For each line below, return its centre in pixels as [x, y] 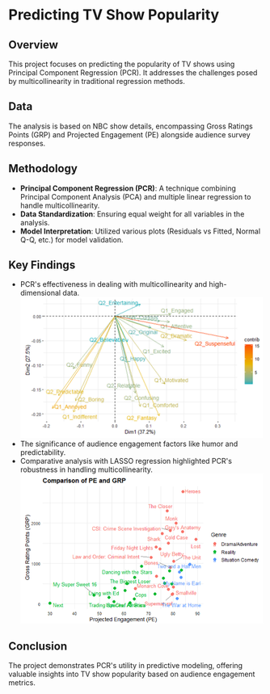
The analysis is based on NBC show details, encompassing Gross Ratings [131, 126]
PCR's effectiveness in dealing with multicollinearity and [114, 284]
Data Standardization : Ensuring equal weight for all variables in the [132, 214]
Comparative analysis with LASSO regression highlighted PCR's [126, 461]
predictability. [43, 452]
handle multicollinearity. [60, 205]
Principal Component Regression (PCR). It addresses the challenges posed [133, 73]
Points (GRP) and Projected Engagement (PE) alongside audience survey [129, 134]
